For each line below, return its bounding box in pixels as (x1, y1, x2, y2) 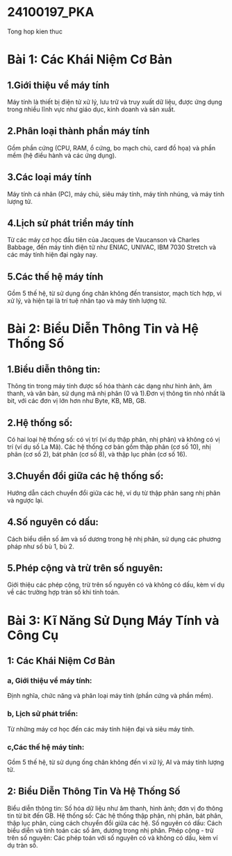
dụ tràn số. (7, 841, 38, 849)
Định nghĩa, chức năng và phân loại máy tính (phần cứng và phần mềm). (7, 692, 213, 700)
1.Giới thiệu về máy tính (7, 79, 110, 91)
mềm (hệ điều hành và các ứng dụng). (7, 151, 117, 159)
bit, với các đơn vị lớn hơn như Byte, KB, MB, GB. (7, 397, 147, 405)
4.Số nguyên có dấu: (7, 516, 99, 528)
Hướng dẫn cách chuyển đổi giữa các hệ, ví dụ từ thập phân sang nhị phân (7, 489, 221, 497)
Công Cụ (7, 627, 59, 643)
